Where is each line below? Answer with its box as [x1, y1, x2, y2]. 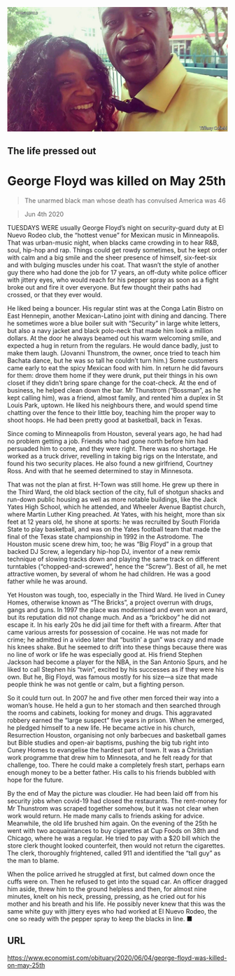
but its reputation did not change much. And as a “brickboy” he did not [7, 613, 211, 621]
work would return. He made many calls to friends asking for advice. [7, 811, 205, 820]
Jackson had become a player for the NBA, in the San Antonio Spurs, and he [7, 658, 227, 666]
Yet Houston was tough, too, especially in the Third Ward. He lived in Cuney [7, 590, 225, 599]
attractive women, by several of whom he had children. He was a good [7, 569, 211, 578]
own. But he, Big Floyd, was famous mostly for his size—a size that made [7, 672, 218, 681]
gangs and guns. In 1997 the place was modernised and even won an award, [7, 605, 228, 614]
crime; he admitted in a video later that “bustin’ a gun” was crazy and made [7, 635, 225, 644]
